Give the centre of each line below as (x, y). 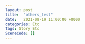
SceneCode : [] (20, 33)
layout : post (19, 10)
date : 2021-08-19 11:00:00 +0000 (43, 19)
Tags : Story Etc (22, 29)
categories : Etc (22, 24)
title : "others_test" (29, 15)
